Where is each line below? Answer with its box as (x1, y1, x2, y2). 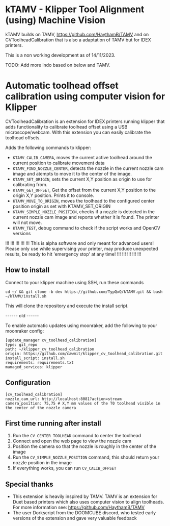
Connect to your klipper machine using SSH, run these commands (5, 279, 144, 285)
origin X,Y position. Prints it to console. (12, 192, 94, 198)
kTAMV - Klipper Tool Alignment (5, 4, 145, 15)
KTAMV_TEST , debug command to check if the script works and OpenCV (12, 224, 160, 231)
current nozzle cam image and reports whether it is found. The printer (12, 214, 159, 220)
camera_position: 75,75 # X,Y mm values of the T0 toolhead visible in (5, 400, 160, 406)
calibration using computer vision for (5, 91, 165, 103)
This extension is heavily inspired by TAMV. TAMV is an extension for (12, 493, 158, 499)
